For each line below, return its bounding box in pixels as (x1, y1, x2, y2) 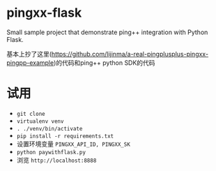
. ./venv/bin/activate (16, 125, 83, 132)
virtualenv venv (16, 117, 64, 125)
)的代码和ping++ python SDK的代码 (54, 58, 155, 67)
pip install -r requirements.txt (16, 133, 114, 140)
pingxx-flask (6, 5, 82, 21)
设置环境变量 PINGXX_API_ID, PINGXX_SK (16, 140, 130, 148)
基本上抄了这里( (6, 50, 52, 58)
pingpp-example (6, 58, 54, 67)
